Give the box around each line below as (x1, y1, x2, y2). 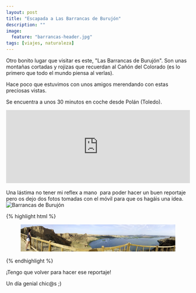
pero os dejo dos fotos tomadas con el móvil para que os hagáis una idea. (6, 195, 184, 202)
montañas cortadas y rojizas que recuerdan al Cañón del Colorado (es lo (6, 63, 181, 70)
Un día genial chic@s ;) (6, 280, 62, 287)
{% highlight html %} (6, 213, 57, 219)
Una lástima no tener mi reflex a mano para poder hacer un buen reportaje (6, 189, 186, 196)
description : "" (6, 22, 45, 27)
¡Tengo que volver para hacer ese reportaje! (6, 269, 112, 276)
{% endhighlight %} (6, 257, 54, 264)
